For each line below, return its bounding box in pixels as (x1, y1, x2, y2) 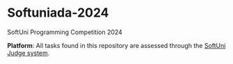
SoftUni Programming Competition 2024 (7, 28, 123, 36)
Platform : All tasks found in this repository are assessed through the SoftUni (7, 41, 226, 49)
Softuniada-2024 (7, 5, 109, 21)
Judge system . (7, 49, 50, 57)
